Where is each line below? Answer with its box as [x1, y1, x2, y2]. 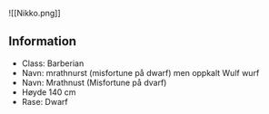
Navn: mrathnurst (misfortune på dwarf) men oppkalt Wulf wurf [21, 67, 260, 78]
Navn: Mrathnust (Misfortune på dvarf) [21, 77, 167, 88]
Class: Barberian [21, 58, 85, 69]
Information [8, 33, 77, 49]
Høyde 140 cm [21, 86, 76, 98]
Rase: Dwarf [21, 96, 69, 107]
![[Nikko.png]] [8, 8, 61, 18]
